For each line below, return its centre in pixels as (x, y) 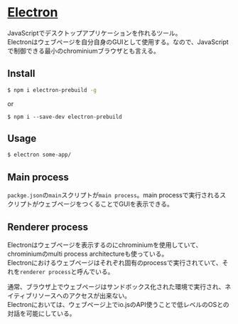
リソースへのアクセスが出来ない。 (81, 296)
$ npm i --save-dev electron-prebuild (65, 117)
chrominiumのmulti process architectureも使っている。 (88, 254)
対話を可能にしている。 (42, 313)
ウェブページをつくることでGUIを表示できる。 (106, 204)
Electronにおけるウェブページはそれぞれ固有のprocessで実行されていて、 (115, 262)
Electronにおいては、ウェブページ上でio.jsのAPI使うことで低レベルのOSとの (118, 304)
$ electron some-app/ (39, 155)
